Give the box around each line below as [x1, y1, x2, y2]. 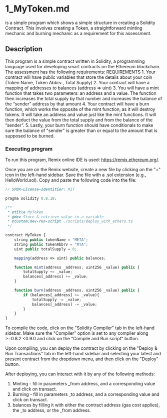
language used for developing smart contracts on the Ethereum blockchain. [5, 63, 161, 69]
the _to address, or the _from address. [12, 407, 91, 413]
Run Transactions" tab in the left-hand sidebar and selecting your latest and [5, 351, 161, 357]
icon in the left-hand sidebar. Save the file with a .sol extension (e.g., [5, 172, 146, 178]
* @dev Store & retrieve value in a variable [7, 214, 104, 219]
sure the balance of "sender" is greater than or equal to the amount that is [5, 127, 157, 133]
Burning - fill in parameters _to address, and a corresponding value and [12, 391, 159, 397]
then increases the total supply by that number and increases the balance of [5, 95, 162, 101]
